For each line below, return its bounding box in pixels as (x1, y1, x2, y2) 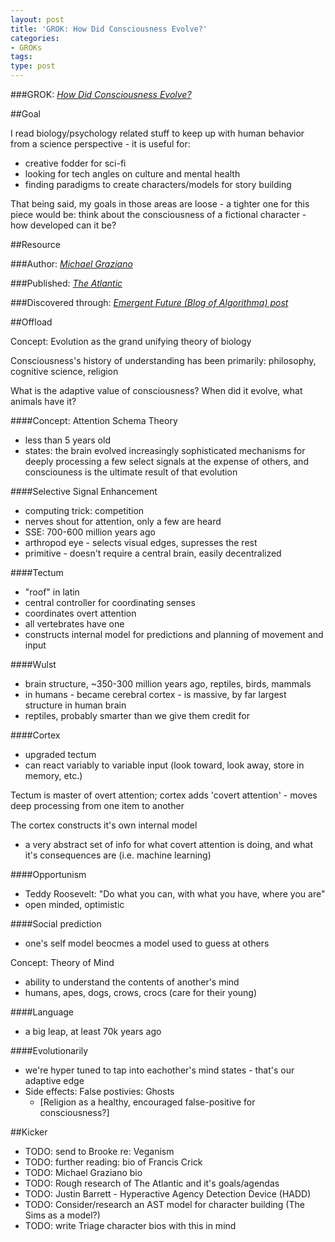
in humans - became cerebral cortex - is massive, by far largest (24, 689, 287, 700)
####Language (10, 1006, 74, 1018)
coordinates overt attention (24, 607, 137, 619)
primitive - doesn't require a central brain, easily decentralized (24, 547, 282, 559)
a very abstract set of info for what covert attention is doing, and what (24, 839, 314, 850)
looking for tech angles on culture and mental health (24, 168, 241, 180)
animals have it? (10, 396, 77, 407)
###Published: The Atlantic (10, 277, 123, 289)
